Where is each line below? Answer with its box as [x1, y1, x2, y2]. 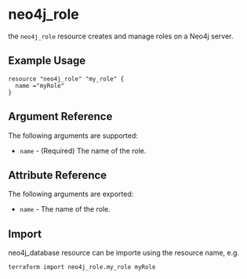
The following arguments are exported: [8, 190, 134, 199]
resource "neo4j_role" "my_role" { [8, 74, 125, 83]
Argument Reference [8, 110, 113, 123]
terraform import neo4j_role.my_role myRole [8, 263, 156, 271]
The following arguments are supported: [8, 131, 139, 140]
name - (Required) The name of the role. [19, 146, 147, 155]
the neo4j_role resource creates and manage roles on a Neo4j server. [8, 31, 234, 41]
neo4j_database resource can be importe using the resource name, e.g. [8, 248, 240, 258]
